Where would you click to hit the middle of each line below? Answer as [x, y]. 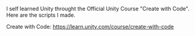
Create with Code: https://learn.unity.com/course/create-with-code [90, 27]
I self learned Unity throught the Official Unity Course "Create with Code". [98, 9]
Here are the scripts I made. [41, 15]
